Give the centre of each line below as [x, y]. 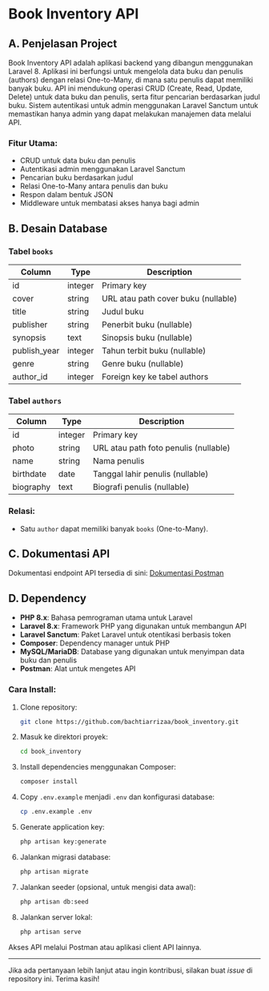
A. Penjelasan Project [63, 44]
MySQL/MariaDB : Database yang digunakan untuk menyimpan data [132, 652]
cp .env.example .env [56, 812]
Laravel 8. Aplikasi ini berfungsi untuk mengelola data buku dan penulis [126, 71]
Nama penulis [119, 461]
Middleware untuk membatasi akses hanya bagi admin [110, 203]
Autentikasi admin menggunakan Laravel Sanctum [102, 169]
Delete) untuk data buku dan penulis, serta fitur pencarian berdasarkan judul [134, 97]
